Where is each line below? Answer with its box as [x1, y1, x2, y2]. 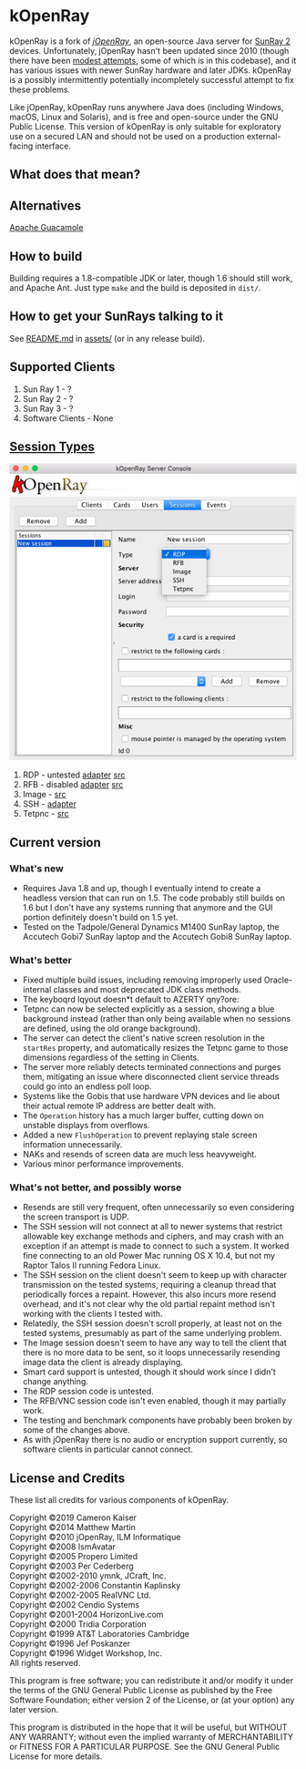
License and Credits [9, 1470, 126, 1486]
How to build [9, 248, 83, 264]
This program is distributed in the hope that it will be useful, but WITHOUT [9, 1722, 288, 1733]
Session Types [9, 438, 96, 454]
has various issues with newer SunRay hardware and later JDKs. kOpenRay [9, 65, 291, 76]
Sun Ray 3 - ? [22, 403, 74, 414]
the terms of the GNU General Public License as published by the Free [9, 1685, 273, 1696]
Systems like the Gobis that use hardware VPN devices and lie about [22, 1091, 280, 1102]
